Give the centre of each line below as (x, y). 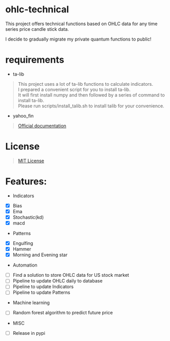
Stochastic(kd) (28, 217)
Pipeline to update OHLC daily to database (58, 281)
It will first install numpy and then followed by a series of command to (91, 95)
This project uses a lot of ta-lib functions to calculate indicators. (85, 84)
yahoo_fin (23, 116)
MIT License (31, 161)
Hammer (22, 249)
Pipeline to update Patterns (41, 292)
